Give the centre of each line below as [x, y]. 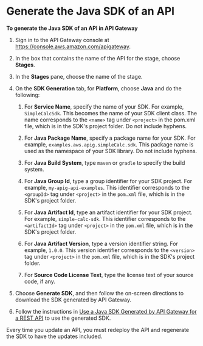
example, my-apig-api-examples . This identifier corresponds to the [107, 187]
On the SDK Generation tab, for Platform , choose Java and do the [98, 88]
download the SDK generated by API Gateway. [73, 300]
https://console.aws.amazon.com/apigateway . [73, 46]
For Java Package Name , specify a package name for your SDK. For [110, 138]
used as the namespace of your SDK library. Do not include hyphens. [111, 151]
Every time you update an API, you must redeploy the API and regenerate [98, 330]
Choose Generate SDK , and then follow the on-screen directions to [99, 293]
